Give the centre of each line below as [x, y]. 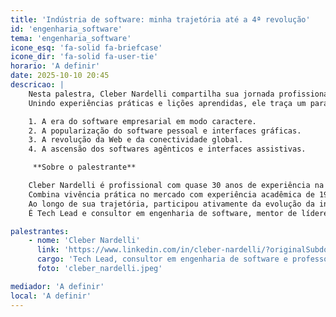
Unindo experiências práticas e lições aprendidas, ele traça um [167, 103]
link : [48, 250]
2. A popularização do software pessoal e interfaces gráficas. [165, 131]
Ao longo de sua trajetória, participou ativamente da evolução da [171, 204]
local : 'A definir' [51, 296]
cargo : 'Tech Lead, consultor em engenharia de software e [162, 259]
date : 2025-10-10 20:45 [60, 76]
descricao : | [37, 85]
